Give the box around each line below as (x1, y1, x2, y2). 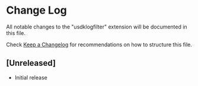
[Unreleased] (6, 58, 56, 68)
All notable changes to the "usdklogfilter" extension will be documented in (6, 23, 188, 30)
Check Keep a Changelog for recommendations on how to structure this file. (6, 41, 193, 48)
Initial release (14, 74, 47, 81)
